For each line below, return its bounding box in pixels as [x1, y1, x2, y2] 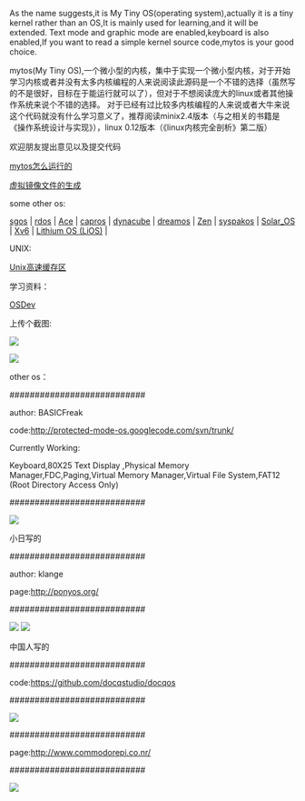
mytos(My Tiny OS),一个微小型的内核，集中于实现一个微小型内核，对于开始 [9, 65, 291, 75]
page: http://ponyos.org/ [9, 586, 100, 596]
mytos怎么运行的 [9, 161, 73, 171]
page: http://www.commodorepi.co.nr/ [9, 747, 152, 757]
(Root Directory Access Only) [9, 479, 119, 490]
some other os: [9, 198, 66, 208]
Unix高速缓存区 [9, 262, 66, 272]
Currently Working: [9, 443, 81, 453]
